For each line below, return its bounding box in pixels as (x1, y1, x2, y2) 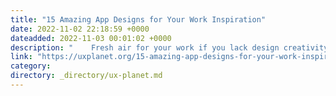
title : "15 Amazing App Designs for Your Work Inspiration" (10, 14, 267, 25)
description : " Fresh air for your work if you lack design (10, 42, 280, 53)
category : (10, 61, 52, 71)
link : (10, 52, 33, 62)
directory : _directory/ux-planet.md (10, 71, 163, 81)
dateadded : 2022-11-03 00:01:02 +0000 (10, 33, 172, 43)
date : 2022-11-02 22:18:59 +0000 (10, 24, 150, 34)
